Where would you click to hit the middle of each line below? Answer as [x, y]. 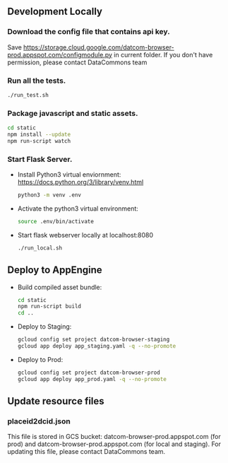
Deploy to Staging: [44, 327]
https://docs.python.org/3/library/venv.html [80, 182]
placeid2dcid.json [39, 421]
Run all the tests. [37, 81]
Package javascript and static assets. [73, 113]
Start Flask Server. [40, 159]
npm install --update [39, 135]
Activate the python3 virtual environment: [78, 209]
